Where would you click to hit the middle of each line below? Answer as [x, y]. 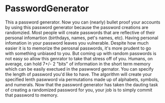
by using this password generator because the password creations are [77, 27]
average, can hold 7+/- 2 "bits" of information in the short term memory [78, 64]
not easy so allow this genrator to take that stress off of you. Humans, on [79, 58]
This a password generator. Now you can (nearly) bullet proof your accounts [83, 22]
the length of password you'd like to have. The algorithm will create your [78, 74]
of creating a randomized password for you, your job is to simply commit [79, 90]
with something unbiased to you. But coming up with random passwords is [81, 53]
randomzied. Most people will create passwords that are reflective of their [80, 32]
